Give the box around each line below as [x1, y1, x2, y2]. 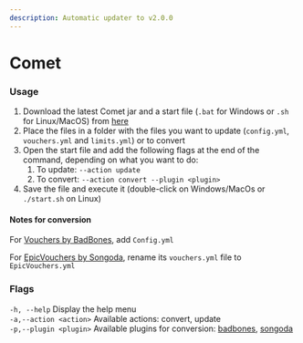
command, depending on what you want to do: [22, 154, 199, 165]
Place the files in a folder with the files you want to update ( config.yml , [22, 125, 290, 137]
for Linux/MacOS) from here [22, 116, 130, 127]
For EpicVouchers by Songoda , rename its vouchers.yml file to [9, 252, 242, 263]
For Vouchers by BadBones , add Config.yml [9, 234, 174, 245]
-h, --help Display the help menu [9, 303, 137, 315]
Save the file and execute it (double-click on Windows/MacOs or [22, 183, 266, 194]
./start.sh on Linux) [22, 193, 102, 204]
